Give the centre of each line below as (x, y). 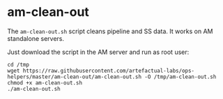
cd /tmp (18, 64)
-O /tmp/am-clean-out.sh (180, 77)
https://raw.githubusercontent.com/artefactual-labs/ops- (109, 71)
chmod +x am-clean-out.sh (45, 83)
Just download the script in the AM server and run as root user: (98, 52)
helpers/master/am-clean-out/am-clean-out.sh (74, 77)
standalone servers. (36, 38)
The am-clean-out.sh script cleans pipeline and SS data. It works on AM (110, 31)
